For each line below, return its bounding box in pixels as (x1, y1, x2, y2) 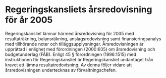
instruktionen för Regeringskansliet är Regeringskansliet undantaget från (5, 56, 154, 62)
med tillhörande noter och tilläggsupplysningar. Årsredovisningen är (5, 41, 144, 47)
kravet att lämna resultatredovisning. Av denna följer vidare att (5, 62, 132, 68)
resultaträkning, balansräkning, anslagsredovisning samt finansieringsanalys (5, 36, 162, 42)
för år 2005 (5, 14, 53, 26)
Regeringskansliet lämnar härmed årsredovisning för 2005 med (5, 30, 135, 36)
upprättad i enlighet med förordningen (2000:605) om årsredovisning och (5, 46, 156, 52)
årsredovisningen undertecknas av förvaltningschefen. (5, 67, 117, 73)
